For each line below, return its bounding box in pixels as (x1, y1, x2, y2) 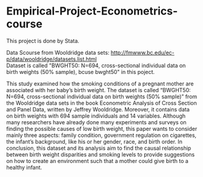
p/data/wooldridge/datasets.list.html (6, 55, 97, 62)
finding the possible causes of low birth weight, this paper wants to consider (6, 125, 198, 132)
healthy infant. (6, 164, 42, 171)
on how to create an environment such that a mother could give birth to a (6, 157, 189, 164)
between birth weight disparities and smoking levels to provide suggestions (6, 150, 195, 158)
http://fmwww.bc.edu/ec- (110, 48, 175, 56)
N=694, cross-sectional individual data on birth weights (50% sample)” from (6, 93, 198, 100)
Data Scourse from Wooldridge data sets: (6, 48, 110, 56)
